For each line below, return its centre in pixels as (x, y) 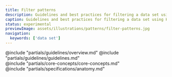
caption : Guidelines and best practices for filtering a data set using (84, 19)
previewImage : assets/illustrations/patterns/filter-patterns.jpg (78, 29)
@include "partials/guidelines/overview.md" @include (62, 52)
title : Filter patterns (31, 10)
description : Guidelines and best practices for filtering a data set (82, 15)
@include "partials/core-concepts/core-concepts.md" (62, 63)
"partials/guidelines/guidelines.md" (42, 58)
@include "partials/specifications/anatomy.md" (55, 68)
